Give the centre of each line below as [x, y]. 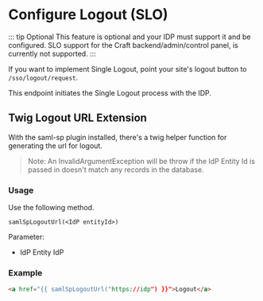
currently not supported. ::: [52, 53]
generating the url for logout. [56, 146]
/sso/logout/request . [43, 77]
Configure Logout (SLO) [88, 15]
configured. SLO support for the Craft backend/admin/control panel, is [123, 45]
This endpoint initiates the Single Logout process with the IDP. [110, 92]
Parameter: [27, 237]
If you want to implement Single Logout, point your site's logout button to [128, 68]
